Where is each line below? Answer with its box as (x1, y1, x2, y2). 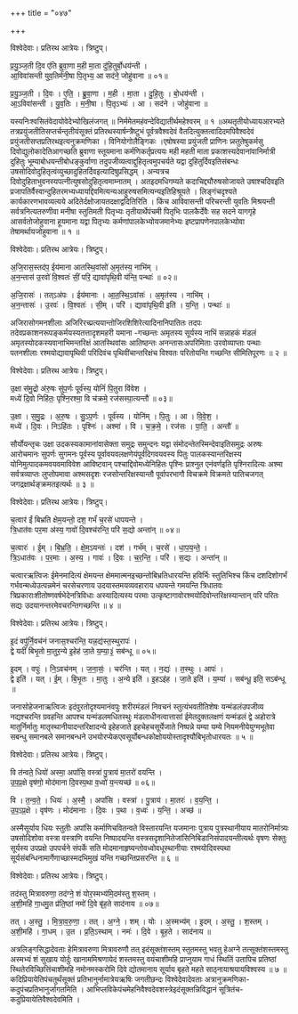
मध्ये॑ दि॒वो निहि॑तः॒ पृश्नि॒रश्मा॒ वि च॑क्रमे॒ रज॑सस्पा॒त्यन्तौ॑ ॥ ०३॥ (10, 393, 173, 403)
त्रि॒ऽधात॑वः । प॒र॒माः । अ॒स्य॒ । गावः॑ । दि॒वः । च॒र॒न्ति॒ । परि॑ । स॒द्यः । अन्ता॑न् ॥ (10, 552, 228, 563)
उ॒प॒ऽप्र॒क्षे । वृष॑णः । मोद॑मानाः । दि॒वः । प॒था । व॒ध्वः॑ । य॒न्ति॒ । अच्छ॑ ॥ (10, 805, 202, 815)
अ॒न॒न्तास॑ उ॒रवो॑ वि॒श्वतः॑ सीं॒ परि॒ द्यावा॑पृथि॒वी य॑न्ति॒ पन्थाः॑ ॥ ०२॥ (10, 272, 177, 282)
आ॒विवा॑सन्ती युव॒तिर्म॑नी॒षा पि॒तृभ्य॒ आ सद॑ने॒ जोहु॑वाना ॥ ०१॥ (10, 70, 168, 81)
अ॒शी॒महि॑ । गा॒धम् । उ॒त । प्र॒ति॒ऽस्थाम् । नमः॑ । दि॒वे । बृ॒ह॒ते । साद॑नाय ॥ (10, 926, 212, 937)
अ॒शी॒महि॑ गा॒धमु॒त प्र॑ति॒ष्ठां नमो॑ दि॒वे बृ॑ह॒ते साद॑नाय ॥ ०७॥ (10, 898, 159, 909)
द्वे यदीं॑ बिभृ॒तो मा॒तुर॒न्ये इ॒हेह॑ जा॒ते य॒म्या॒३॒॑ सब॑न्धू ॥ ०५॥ (10, 645, 157, 656)
